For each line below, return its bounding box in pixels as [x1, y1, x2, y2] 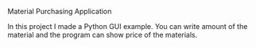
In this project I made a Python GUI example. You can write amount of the [7, 22, 248, 31]
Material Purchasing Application [7, 7, 112, 16]
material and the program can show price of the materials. [7, 31, 198, 39]
